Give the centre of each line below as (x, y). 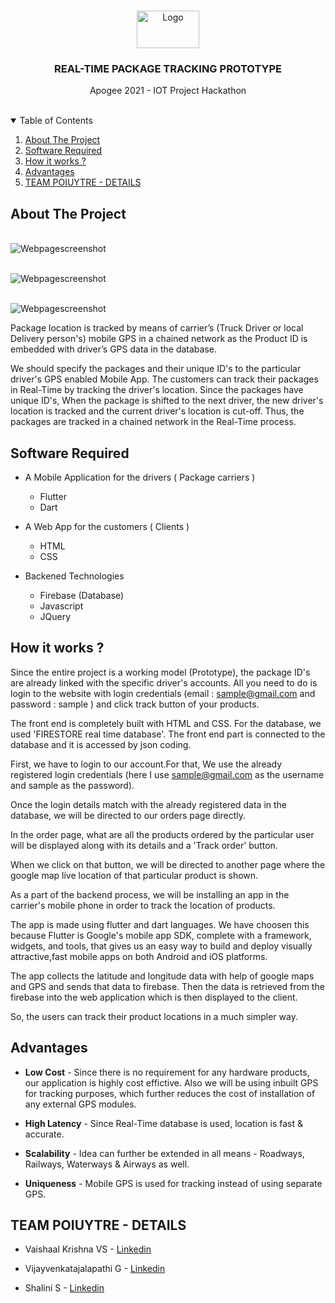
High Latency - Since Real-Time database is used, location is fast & (163, 1123)
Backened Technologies (74, 576)
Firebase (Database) (82, 595)
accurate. (44, 1134)
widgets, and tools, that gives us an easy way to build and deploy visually (161, 946)
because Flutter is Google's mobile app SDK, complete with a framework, (161, 935)
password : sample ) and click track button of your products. (135, 704)
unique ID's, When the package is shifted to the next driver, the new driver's (167, 401)
